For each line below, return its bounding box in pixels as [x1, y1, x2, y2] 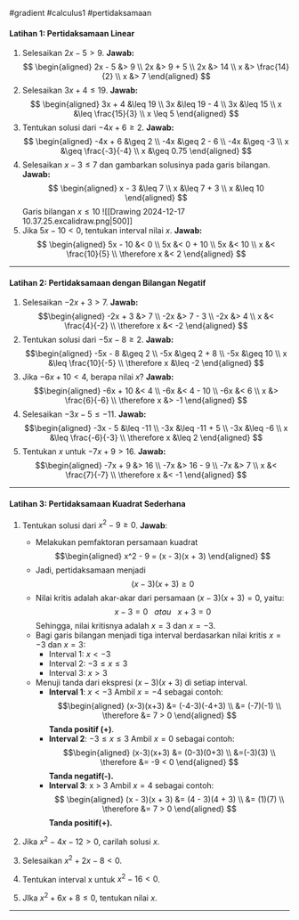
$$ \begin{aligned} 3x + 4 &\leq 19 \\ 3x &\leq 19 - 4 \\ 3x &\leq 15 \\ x [29, 99, 283, 110]
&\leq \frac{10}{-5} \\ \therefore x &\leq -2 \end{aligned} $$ [48, 358, 264, 369]
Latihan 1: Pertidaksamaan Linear [9, 28, 135, 38]
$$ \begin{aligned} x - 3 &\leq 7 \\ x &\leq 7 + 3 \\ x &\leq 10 [47, 183, 264, 194]
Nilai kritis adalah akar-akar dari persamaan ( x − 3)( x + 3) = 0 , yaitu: [35, 592, 285, 604]
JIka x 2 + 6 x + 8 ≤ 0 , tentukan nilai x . [21, 891, 158, 903]
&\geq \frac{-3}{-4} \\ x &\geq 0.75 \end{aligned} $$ [60, 146, 252, 157]
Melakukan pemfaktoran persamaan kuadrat [35, 537, 198, 548]
